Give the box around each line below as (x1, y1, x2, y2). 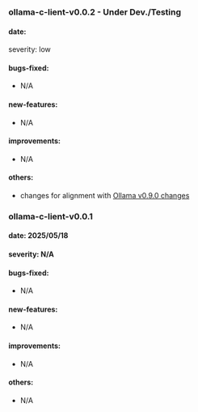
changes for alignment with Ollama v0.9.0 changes (19, 190, 190, 200)
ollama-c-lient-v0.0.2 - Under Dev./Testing (8, 6, 182, 18)
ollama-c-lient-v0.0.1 (8, 210, 93, 222)
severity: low (8, 45, 51, 54)
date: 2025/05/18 (8, 231, 69, 240)
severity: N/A (8, 249, 55, 259)
